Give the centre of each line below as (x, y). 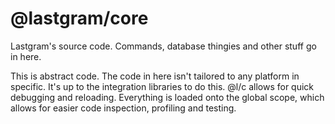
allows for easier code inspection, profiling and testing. (123, 108)
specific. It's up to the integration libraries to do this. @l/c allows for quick (162, 86)
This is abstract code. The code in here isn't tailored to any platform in (155, 76)
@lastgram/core (79, 18)
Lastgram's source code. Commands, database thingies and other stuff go (163, 46)
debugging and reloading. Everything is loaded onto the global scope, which (167, 97)
